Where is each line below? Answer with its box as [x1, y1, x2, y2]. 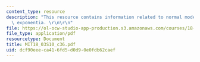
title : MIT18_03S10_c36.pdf [6, 42, 76, 48]
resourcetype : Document [6, 36, 65, 42]
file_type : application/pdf [6, 31, 76, 37]
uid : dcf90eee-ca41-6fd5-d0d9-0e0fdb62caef [6, 47, 116, 53]
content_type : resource [6, 8, 65, 15]
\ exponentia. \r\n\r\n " [11, 19, 73, 25]
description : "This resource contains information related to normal [6, 14, 183, 20]
